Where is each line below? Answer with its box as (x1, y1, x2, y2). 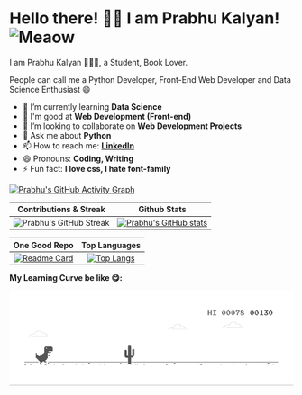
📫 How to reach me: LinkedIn (22, 139, 135, 151)
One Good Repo (13, 239, 74, 250)
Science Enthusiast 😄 (9, 84, 91, 94)
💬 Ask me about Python (22, 130, 112, 140)
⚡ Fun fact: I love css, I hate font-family (22, 163, 171, 174)
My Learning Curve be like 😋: (9, 273, 124, 283)
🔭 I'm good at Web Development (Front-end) (22, 111, 192, 121)
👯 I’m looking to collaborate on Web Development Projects (22, 121, 243, 131)
